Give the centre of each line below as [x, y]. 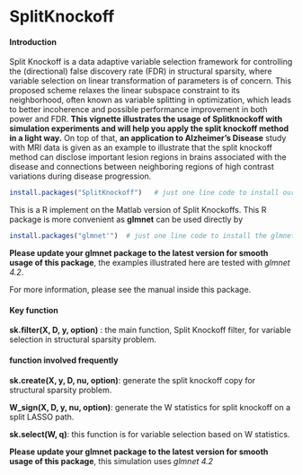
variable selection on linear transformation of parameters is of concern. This [151, 81]
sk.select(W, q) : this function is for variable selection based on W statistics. [150, 434]
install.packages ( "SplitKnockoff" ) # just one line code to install [144, 193]
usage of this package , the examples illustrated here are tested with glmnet [150, 263]
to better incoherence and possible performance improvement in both [138, 110]
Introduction [33, 41]
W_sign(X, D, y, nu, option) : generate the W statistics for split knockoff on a [150, 407]
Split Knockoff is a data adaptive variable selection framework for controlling [151, 62]
